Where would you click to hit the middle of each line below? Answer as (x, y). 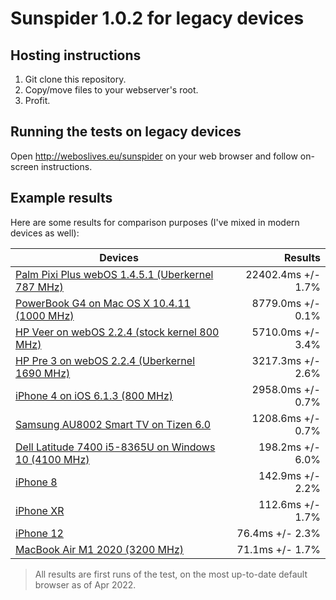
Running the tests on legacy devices (126, 132)
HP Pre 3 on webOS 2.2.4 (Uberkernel (105, 360)
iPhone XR (40, 510)
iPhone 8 (36, 482)
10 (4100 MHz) (52, 459)
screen (25, 166)
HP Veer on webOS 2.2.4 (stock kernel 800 (117, 332)
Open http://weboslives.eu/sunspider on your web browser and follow (154, 156)
